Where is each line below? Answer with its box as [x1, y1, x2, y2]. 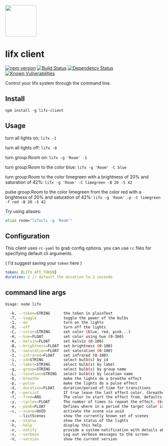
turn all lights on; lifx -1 [5, 135, 56, 141]
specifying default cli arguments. [5, 250, 73, 256]
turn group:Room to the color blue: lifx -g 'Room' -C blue [5, 164, 127, 170]
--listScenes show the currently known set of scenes [18, 413, 149, 418]
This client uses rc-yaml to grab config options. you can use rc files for [5, 245, 151, 251]
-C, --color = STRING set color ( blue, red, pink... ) [9, 330, 131, 335]
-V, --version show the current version [9, 436, 117, 442]
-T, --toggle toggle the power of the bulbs [9, 316, 128, 321]
